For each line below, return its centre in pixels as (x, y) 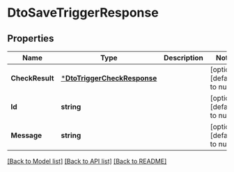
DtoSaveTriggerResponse (83, 13)
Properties (31, 38)
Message (26, 135)
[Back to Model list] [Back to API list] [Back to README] (87, 161)
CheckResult (32, 78)
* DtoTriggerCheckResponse (109, 78)
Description (183, 58)
